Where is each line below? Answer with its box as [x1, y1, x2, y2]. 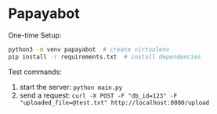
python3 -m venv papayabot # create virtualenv [8, 45, 170, 53]
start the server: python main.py [19, 82, 123, 91]
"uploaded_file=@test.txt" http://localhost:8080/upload [19, 98, 210, 106]
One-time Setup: [8, 30, 62, 40]
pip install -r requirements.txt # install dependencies [8, 52, 201, 61]
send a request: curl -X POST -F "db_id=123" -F [19, 91, 178, 100]
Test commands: [8, 67, 63, 77]
